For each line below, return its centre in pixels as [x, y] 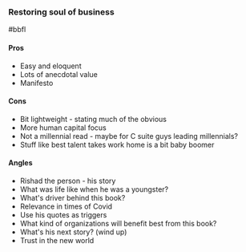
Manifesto [36, 83]
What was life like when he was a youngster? [94, 189]
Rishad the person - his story [68, 181]
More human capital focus [63, 128]
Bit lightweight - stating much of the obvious [93, 119]
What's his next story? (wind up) [73, 232]
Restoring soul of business [61, 12]
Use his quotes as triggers [63, 214]
